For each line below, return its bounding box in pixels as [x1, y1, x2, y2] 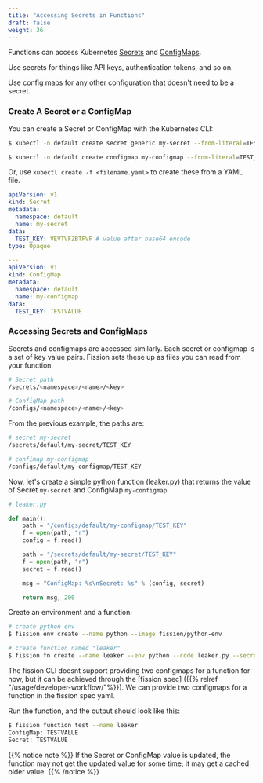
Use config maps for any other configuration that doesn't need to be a [8, 78, 235, 87]
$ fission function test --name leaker [8, 721, 139, 729]
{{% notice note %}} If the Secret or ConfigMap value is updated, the [8, 750, 231, 759]
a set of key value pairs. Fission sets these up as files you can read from [8, 352, 241, 361]
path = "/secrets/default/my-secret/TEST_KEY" [22, 551, 177, 558]
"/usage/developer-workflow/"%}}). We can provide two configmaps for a [8, 682, 247, 692]
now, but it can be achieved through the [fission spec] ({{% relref [8, 674, 218, 683]
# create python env [8, 623, 76, 631]
